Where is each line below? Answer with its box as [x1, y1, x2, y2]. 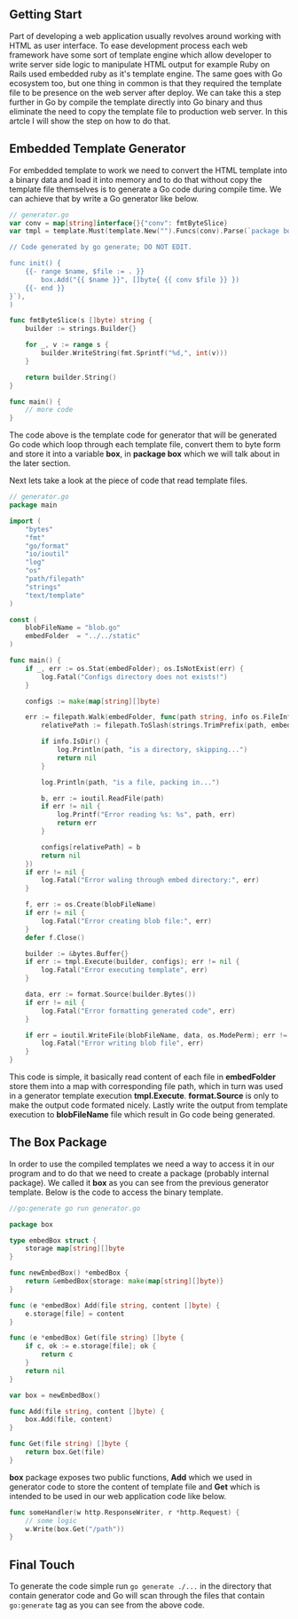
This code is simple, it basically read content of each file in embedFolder [9, 1071, 277, 1082]
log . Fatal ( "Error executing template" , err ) [41, 966, 208, 975]
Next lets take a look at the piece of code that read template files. [9, 475, 248, 486]
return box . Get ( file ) [25, 1448, 105, 1457]
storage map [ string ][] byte [25, 1244, 125, 1253]
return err [56, 818, 98, 828]
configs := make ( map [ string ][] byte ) [25, 697, 161, 706]
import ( [9, 517, 42, 525]
